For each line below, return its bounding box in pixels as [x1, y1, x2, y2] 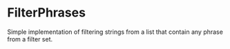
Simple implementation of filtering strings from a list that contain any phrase [7, 28, 223, 36]
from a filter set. [7, 35, 53, 43]
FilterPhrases [7, 5, 86, 21]
